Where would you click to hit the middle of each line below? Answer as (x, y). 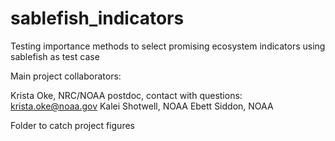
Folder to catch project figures (72, 125)
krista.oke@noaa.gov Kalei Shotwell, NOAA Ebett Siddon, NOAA (142, 106)
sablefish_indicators (97, 18)
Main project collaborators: (66, 76)
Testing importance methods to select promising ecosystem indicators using (168, 46)
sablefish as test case (55, 56)
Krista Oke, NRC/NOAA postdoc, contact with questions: (126, 95)
